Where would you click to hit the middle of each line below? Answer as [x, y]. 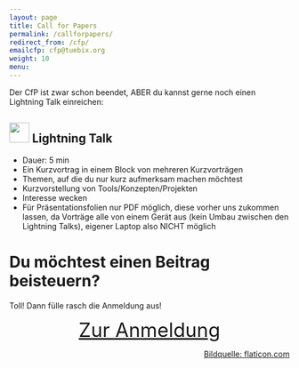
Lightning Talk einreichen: [57, 101]
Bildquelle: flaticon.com [246, 354]
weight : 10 [29, 59]
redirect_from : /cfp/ [49, 42]
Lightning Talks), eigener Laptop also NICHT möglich [119, 226]
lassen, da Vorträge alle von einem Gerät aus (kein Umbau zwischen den [155, 216]
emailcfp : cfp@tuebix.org [57, 51]
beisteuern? [55, 280]
